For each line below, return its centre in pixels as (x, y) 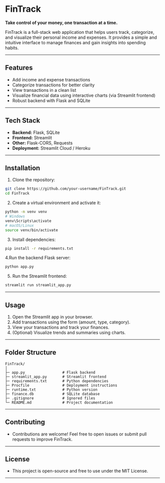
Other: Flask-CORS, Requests (42, 143)
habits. (12, 48)
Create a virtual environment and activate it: (56, 203)
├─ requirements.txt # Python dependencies (57, 381)
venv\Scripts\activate (28, 221)
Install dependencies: (34, 240)
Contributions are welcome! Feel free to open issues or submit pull (79, 434)
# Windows (15, 216)
